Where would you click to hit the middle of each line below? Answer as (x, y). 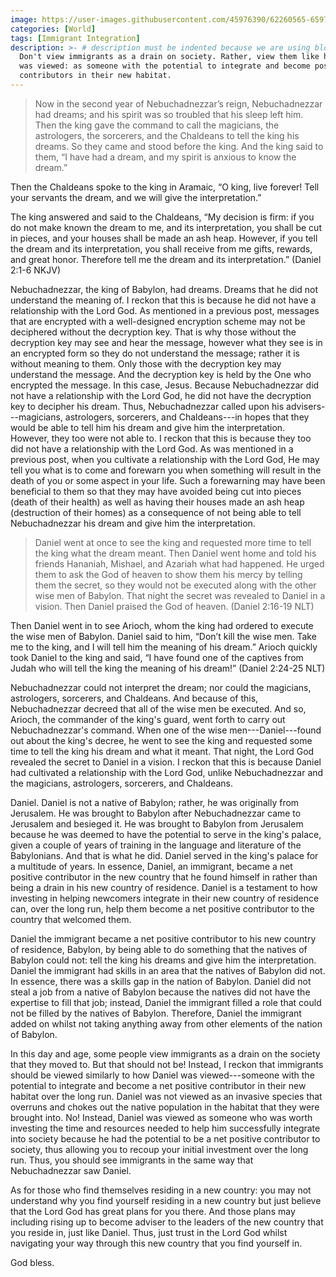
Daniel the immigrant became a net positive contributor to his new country (163, 938)
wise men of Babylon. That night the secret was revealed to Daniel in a (180, 595)
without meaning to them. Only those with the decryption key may (146, 363)
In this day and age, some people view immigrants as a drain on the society (165, 1053)
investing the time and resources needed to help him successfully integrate (165, 1128)
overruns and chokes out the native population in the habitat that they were (165, 1107)
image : (24, 19)
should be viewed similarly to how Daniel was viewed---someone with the (162, 1075)
